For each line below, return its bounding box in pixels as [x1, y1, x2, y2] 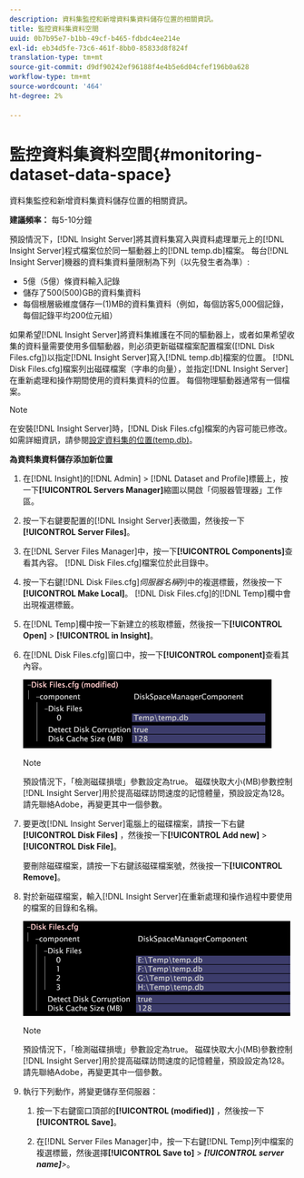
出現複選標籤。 [22, 599, 79, 610]
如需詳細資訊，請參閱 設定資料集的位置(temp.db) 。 [9, 435, 198, 446]
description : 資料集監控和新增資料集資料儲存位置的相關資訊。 [9, 15, 218, 24]
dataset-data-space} [9, 164, 172, 185]
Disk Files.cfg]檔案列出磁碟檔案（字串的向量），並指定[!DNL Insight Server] [9, 364, 289, 375]
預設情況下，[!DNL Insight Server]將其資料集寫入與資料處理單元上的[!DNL [9, 234, 285, 245]
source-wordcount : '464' [9, 82, 103, 91]
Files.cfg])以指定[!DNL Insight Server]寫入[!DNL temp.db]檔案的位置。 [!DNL [9, 352, 295, 363]
